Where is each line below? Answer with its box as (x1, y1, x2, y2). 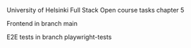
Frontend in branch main (6, 19, 78, 27)
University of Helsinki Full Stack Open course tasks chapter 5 (6, 6, 185, 14)
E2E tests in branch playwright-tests (6, 33, 112, 41)
